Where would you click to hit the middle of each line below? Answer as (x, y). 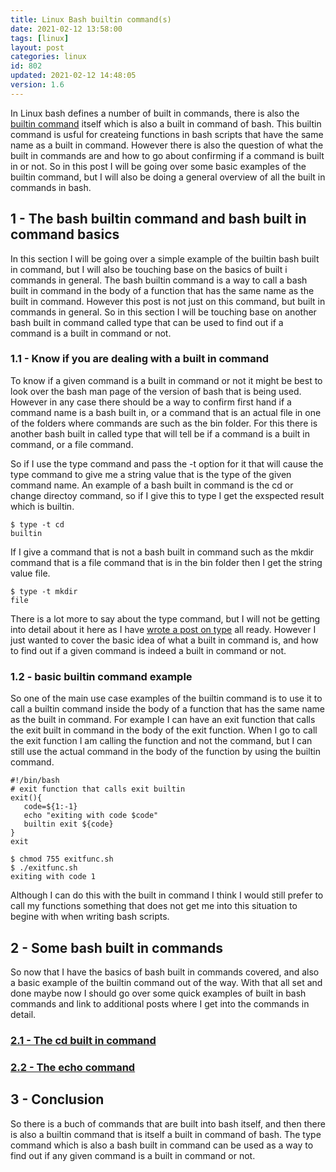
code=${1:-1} (50, 807)
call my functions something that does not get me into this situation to (154, 906)
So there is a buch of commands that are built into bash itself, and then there (168, 1123)
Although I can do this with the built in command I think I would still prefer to (167, 895)
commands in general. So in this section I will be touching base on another (163, 312)
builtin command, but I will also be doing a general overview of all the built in (168, 177)
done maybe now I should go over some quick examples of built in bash (158, 993)
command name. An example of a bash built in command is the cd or (152, 485)
